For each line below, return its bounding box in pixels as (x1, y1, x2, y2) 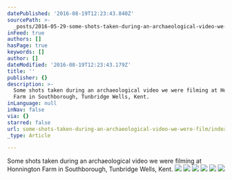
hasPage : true (7, 42, 48, 49)
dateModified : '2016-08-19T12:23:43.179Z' (7, 61, 131, 68)
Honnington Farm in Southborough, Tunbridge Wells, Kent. (7, 165, 174, 173)
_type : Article (7, 132, 51, 139)
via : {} (7, 112, 30, 119)
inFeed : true (7, 29, 45, 37)
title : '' (7, 68, 36, 74)
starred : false (7, 119, 51, 126)
